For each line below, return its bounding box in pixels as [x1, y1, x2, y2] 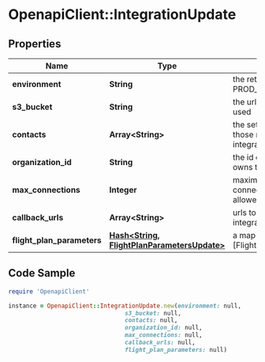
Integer [109, 184, 137, 195]
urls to [232, 207, 256, 218]
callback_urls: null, [125, 338, 196, 347]
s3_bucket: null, [125, 309, 181, 317]
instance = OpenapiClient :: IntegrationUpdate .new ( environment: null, [8, 302, 242, 310]
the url [232, 96, 257, 107]
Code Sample [8, 266, 76, 280]
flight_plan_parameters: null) [125, 345, 227, 353]
